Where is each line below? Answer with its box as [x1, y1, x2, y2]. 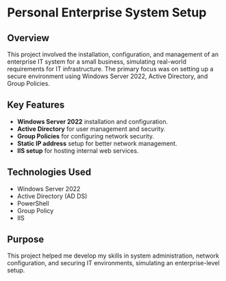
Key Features [7, 99, 65, 111]
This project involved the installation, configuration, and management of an [7, 50, 219, 58]
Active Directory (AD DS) [16, 192, 88, 200]
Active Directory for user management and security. [16, 125, 166, 133]
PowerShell [16, 199, 49, 207]
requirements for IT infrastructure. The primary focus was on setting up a [7, 65, 214, 73]
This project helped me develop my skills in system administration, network [7, 252, 219, 260]
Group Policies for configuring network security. [16, 132, 155, 140]
